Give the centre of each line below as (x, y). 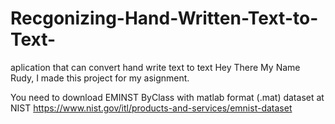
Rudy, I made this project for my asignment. (100, 78)
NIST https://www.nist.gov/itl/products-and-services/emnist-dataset (151, 108)
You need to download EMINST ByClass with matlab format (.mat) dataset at (167, 97)
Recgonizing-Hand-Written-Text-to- (164, 18)
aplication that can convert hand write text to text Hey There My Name (155, 67)
